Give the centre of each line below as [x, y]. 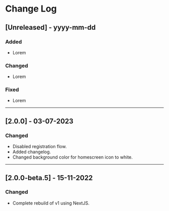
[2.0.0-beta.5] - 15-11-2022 [49, 178]
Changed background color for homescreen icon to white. [73, 157]
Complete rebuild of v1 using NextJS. [51, 203]
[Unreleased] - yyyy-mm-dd [51, 27]
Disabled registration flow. [39, 147]
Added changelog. [32, 152]
